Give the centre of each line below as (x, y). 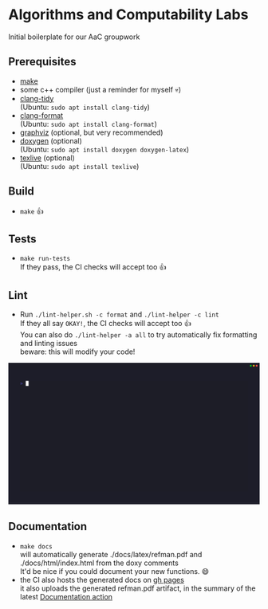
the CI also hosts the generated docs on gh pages (102, 580)
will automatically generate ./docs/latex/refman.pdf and (111, 554)
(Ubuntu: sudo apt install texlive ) (79, 166)
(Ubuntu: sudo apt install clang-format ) (88, 124)
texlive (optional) (47, 158)
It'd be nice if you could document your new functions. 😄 (114, 571)
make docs (36, 546)
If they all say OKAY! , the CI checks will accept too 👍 (105, 324)
